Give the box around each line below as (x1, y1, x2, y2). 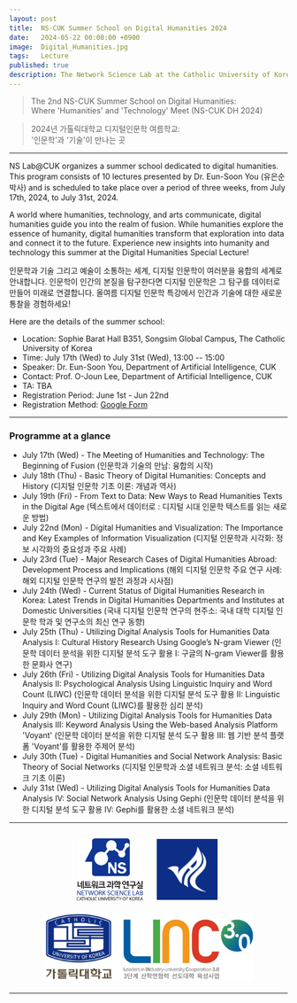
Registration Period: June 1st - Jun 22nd (21, 390, 170, 400)
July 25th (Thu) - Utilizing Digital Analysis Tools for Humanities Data (21, 626, 270, 637)
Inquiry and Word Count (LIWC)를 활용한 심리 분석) (21, 700, 203, 711)
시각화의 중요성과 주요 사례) (31, 544, 127, 555)
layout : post (9, 14, 57, 23)
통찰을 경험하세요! (9, 298, 72, 309)
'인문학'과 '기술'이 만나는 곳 (30, 134, 126, 145)
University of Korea (21, 342, 93, 354)
